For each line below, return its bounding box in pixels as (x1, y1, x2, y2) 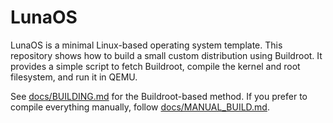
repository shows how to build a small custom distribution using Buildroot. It (10, 49, 323, 61)
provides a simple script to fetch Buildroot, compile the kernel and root (10, 60, 301, 72)
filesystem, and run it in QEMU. (10, 71, 138, 83)
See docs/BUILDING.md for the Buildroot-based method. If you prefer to (10, 90, 308, 102)
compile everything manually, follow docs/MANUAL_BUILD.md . (10, 101, 270, 113)
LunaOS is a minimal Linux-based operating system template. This (10, 39, 283, 51)
